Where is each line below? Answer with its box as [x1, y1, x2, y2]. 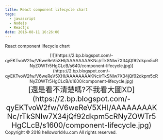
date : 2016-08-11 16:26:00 [5, 30, 60, 35]
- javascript [9, 16, 36, 21]
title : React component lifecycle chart [5, 7, 88, 12]
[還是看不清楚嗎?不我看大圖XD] [28, 85, 135, 94]
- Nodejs [9, 20, 27, 26]
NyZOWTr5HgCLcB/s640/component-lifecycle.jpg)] [30, 63, 133, 69]
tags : [5, 12, 16, 17]
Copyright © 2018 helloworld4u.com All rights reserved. [5, 129, 117, 135]
